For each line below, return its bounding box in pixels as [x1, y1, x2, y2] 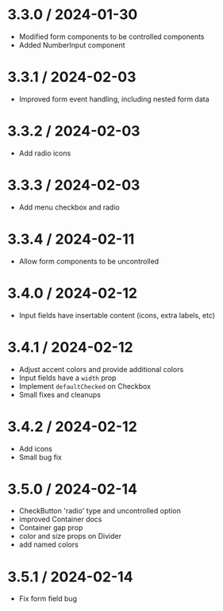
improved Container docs [18, 514, 102, 525]
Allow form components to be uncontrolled [18, 256, 160, 266]
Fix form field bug [18, 594, 77, 604]
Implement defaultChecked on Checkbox [18, 381, 152, 390]
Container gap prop [18, 523, 83, 532]
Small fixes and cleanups [18, 390, 101, 399]
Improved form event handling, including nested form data [18, 94, 210, 104]
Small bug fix [18, 452, 63, 462]
